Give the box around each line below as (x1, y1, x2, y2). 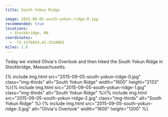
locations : (5, 26, 28, 31)
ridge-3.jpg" (5, 105, 31, 111)
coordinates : (5, 35, 33, 40)
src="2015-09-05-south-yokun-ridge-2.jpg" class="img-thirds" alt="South (5, 95, 162, 101)
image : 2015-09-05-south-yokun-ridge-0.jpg (5, 16, 99, 22)
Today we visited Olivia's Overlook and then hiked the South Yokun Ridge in (5, 58, 163, 65)
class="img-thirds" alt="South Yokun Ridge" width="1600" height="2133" (5, 79, 159, 85)
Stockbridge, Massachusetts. (5, 64, 66, 70)
